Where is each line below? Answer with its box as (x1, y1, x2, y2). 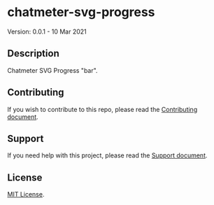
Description (7, 48, 59, 59)
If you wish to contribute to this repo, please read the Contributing (7, 105, 198, 113)
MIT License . (7, 190, 45, 199)
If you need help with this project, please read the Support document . (7, 151, 208, 160)
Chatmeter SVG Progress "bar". (7, 66, 98, 74)
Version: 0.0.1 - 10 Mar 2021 (7, 27, 87, 36)
